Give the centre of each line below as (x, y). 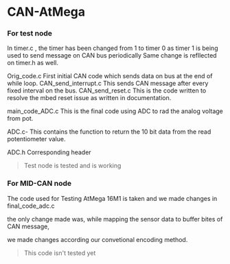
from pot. (20, 119)
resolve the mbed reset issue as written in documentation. (89, 98)
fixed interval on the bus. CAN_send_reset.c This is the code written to (107, 91)
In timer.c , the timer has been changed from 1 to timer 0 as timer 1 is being (113, 48)
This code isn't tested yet (60, 253)
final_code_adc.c (31, 206)
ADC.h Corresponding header (49, 152)
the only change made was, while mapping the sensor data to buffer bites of (115, 219)
